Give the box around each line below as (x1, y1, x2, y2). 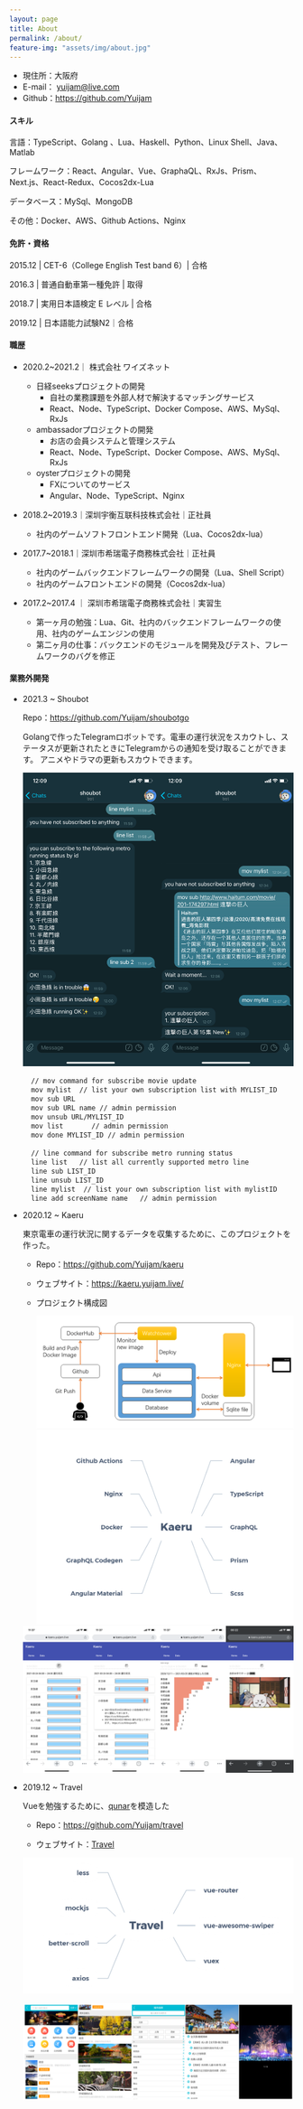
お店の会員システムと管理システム (49, 435, 176, 446)
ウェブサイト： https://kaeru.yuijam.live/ (35, 1278, 185, 1289)
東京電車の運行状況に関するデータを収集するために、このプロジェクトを (22, 1228, 291, 1239)
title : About (9, 23, 59, 33)
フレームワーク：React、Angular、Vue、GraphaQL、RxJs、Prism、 (9, 165, 262, 176)
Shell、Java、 (230, 136, 283, 148)
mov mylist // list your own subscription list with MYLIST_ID (31, 1085, 278, 1094)
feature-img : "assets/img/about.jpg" (9, 43, 151, 52)
